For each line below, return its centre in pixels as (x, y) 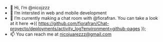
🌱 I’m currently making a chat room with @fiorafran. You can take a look (84, 18)
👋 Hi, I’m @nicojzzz (30, 8)
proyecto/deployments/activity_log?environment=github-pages (75, 29)
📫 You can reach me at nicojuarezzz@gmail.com (60, 34)
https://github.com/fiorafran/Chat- (73, 23)
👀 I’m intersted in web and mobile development (58, 13)
